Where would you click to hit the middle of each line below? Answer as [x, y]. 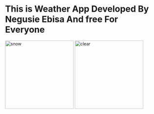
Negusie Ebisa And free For [62, 19]
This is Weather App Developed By [77, 9]
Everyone [25, 30]
